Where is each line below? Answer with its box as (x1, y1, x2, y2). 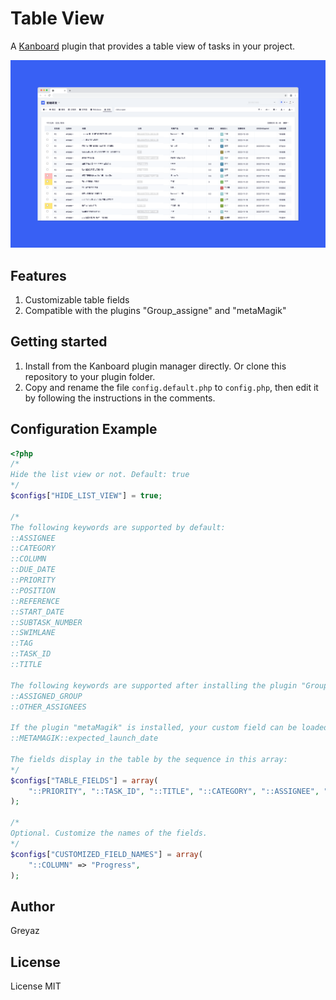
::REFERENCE (10, 596, 60, 606)
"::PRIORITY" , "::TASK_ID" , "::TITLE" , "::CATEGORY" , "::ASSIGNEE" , (28, 786, 320, 796)
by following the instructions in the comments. (24, 392, 216, 404)
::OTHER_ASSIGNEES (10, 702, 87, 712)
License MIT (10, 980, 62, 992)
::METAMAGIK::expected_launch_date (10, 733, 159, 744)
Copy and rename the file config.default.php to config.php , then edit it (24, 381, 319, 393)
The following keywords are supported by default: (10, 522, 226, 532)
